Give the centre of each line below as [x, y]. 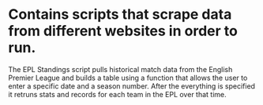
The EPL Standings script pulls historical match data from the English [120, 69]
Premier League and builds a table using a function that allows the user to [128, 78]
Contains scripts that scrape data [120, 14]
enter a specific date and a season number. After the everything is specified [131, 86]
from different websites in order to [123, 31]
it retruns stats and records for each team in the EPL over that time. [117, 94]
